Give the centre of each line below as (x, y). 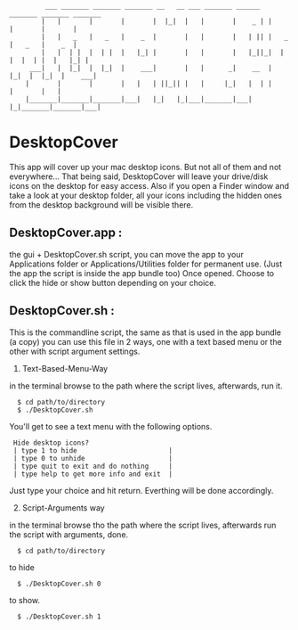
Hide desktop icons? (51, 443)
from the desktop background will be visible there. (101, 205)
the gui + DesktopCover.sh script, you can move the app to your (127, 254)
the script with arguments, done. (69, 534)
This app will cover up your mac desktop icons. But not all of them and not (145, 167)
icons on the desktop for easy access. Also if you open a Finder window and (149, 185)
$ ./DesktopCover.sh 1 (59, 617)
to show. (25, 600)
